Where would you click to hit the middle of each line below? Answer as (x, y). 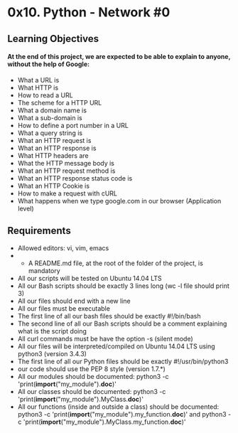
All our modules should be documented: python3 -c (93, 376)
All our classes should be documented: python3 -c (92, 391)
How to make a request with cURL (67, 193)
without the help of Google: (49, 64)
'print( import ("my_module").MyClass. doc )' (81, 399)
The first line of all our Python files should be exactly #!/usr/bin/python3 (123, 361)
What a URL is (38, 80)
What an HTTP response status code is (75, 178)
